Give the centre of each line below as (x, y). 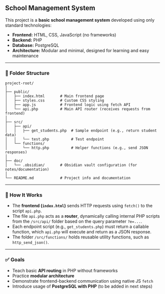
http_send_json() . (30, 242)
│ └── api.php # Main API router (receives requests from (78, 109)
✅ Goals (15, 260)
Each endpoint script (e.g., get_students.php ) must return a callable (80, 227)
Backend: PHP (27, 40)
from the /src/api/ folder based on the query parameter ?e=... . (77, 222)
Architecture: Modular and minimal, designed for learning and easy (81, 50)
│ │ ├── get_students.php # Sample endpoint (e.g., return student (81, 131)
